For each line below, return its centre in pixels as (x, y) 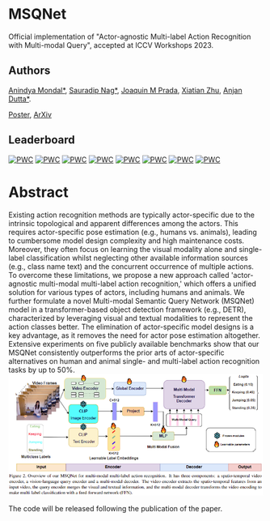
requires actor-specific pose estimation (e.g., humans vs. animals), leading (133, 232)
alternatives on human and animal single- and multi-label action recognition (134, 361)
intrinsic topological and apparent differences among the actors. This (123, 223)
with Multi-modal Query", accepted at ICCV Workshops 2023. (111, 45)
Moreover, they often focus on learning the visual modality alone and (123, 249)
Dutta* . (20, 99)
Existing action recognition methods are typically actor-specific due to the (131, 215)
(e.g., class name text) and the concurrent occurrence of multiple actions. (131, 266)
